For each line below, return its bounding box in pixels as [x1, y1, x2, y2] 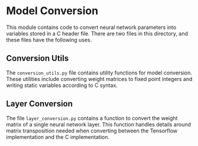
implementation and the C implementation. [6, 133, 109, 140]
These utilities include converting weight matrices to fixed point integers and [6, 75, 193, 82]
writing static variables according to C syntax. [6, 82, 118, 89]
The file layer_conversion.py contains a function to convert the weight [6, 114, 178, 122]
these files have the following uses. [6, 36, 92, 43]
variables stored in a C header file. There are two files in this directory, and [6, 30, 188, 37]
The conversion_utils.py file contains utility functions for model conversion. [6, 69, 193, 76]
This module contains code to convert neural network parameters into [6, 24, 177, 31]
